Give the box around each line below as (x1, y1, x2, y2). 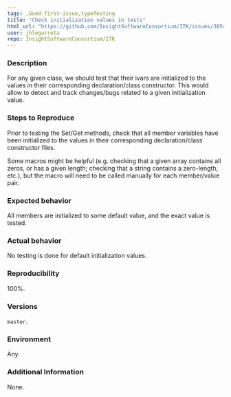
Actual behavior (7, 235, 62, 245)
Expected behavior (7, 195, 72, 205)
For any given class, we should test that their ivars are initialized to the (7, 74, 206, 83)
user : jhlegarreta (7, 29, 60, 36)
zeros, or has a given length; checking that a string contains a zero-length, (7, 164, 219, 172)
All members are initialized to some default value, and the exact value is (7, 211, 210, 220)
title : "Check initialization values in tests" (7, 17, 146, 23)
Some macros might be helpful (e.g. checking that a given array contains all (7, 156, 221, 165)
